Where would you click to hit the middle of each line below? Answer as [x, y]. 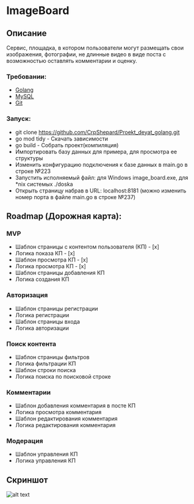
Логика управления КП [45, 461]
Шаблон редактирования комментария [66, 418]
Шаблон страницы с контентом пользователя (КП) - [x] [87, 247]
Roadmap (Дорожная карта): [64, 216]
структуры [29, 158]
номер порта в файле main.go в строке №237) [75, 197]
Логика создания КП [42, 279]
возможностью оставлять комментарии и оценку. [72, 61]
